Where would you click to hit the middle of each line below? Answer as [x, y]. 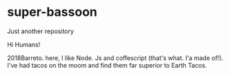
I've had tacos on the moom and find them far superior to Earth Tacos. [107, 65]
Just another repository [41, 31]
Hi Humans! [24, 44]
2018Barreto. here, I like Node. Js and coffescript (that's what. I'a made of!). [115, 58]
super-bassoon [52, 12]
